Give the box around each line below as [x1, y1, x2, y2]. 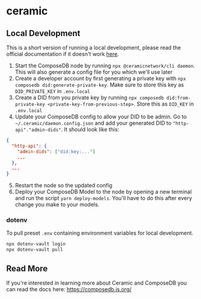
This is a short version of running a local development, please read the [6, 44, 181, 51]
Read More [6, 263, 48, 274]
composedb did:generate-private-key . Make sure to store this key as [14, 81, 184, 88]
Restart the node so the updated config [14, 182, 113, 189]
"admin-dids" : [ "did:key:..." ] [17, 148, 96, 154]
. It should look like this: [61, 126, 119, 133]
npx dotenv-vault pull [6, 247, 63, 253]
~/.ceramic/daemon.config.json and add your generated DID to [14, 119, 172, 127]
